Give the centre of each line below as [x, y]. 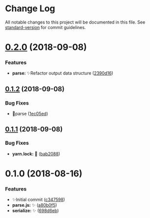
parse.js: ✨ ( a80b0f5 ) [34, 205]
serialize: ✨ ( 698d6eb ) [35, 211]
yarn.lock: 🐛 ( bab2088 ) [36, 154]
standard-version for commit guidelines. [45, 27]
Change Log [30, 9]
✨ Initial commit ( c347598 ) [38, 200]
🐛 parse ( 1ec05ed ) [30, 114]
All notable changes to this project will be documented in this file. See [75, 22]
